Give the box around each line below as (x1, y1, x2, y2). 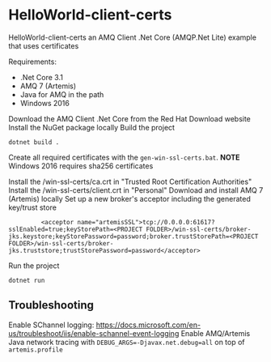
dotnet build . (8, 138, 60, 147)
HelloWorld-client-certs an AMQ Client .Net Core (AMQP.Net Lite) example (8, 32, 257, 42)
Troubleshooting (8, 298, 95, 313)
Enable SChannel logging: (8, 320, 95, 330)
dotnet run (8, 276, 45, 284)
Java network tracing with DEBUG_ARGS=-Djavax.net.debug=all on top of (8, 337, 245, 347)
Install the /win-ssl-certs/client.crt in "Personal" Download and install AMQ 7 (8, 185, 264, 195)
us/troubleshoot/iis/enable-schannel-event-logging (8, 328, 180, 338)
